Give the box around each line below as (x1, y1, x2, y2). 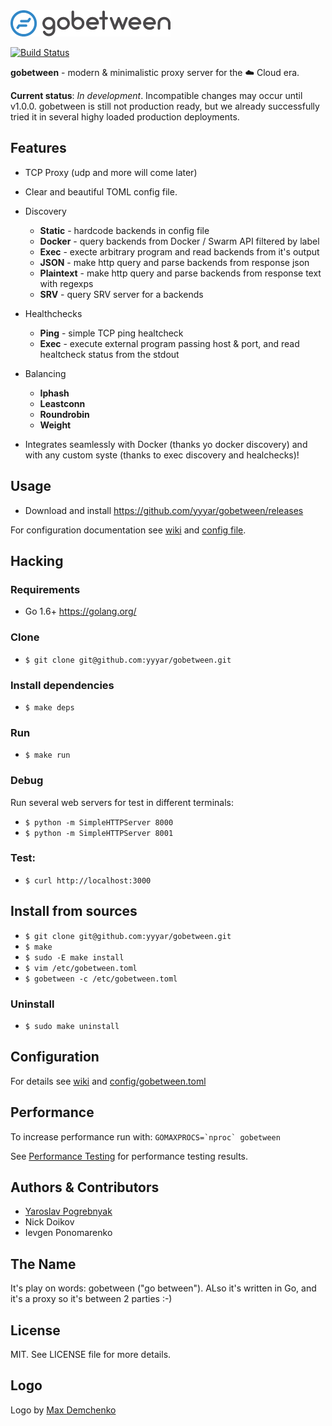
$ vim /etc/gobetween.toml (24, 963, 138, 973)
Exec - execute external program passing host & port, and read (39, 337, 300, 349)
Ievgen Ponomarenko (24, 1227, 113, 1239)
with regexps (39, 277, 94, 289)
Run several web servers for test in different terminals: (10, 796, 234, 808)
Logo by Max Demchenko (10, 1404, 117, 1416)
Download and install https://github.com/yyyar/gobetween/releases (24, 504, 304, 516)
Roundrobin (39, 408, 90, 420)
